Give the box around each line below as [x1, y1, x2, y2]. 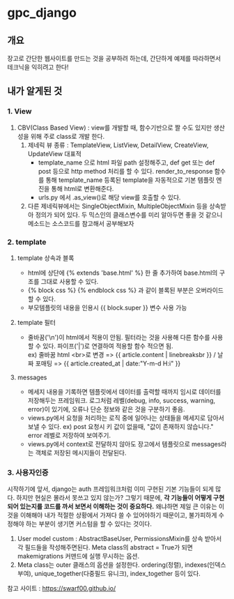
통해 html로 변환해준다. [51, 184, 114, 192]
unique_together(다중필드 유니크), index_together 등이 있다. [34, 570, 201, 578]
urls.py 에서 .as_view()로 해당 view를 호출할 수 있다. [38, 193, 181, 202]
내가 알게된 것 [7, 85, 63, 97]
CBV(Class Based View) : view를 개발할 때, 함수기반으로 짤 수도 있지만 [17, 123, 212, 132]
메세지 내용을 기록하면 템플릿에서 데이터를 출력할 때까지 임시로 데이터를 [27, 387, 221, 395]
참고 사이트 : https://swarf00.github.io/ [7, 584, 116, 593]
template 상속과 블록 [17, 253, 75, 262]
